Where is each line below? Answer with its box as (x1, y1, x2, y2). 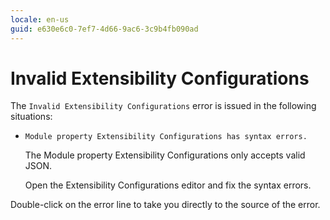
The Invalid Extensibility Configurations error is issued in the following (10, 100, 317, 112)
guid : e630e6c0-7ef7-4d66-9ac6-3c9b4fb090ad (10, 24, 199, 34)
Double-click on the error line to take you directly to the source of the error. (10, 199, 321, 211)
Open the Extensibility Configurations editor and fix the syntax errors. (24, 179, 312, 191)
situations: (10, 111, 53, 123)
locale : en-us (10, 14, 70, 25)
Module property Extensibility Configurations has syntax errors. (24, 132, 308, 142)
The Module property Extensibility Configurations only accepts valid (24, 149, 306, 161)
